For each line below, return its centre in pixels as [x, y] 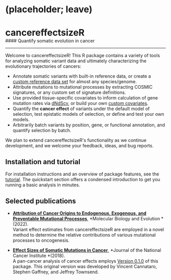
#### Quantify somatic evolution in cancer [50, 41]
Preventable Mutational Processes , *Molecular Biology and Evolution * [88, 219]
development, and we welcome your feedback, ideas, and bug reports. [79, 146]
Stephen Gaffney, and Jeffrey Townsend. [56, 272]
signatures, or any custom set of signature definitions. [69, 92]
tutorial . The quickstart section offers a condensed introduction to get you [83, 180]
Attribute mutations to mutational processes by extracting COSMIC [82, 87]
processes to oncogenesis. [41, 240]
